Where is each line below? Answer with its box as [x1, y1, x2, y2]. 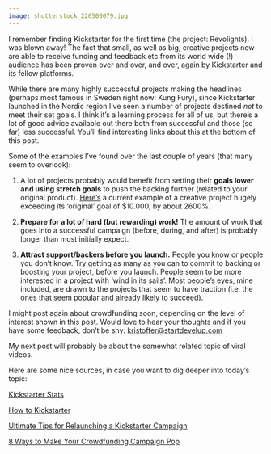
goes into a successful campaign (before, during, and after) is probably [19, 225, 258, 235]
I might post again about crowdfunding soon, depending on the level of [8, 308, 245, 317]
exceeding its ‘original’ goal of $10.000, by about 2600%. [19, 201, 211, 211]
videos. [8, 349, 33, 359]
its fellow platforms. [8, 68, 74, 78]
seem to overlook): [8, 159, 71, 170]
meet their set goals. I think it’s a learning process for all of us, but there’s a [8, 110, 259, 120]
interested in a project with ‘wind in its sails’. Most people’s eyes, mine [19, 275, 253, 285]
